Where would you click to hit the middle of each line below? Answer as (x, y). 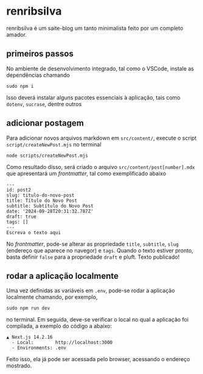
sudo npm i (20, 86)
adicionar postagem (45, 123)
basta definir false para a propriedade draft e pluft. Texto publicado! (93, 257)
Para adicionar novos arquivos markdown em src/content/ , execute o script (101, 138)
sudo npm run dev (28, 308)
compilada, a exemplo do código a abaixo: (59, 326)
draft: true (21, 217)
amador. (17, 34)
